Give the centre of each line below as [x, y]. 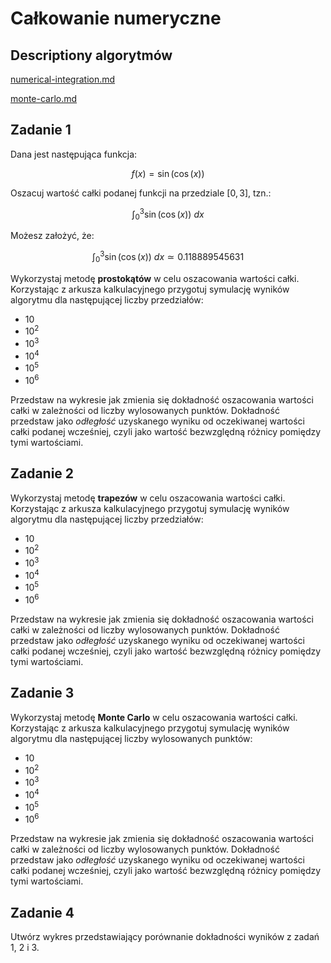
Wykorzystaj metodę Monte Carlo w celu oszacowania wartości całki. [154, 717]
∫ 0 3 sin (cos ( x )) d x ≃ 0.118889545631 [168, 257]
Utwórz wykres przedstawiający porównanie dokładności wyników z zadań [165, 936]
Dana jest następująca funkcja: [74, 154]
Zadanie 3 [42, 693]
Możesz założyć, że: [52, 236]
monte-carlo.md [44, 98]
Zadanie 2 [42, 473]
